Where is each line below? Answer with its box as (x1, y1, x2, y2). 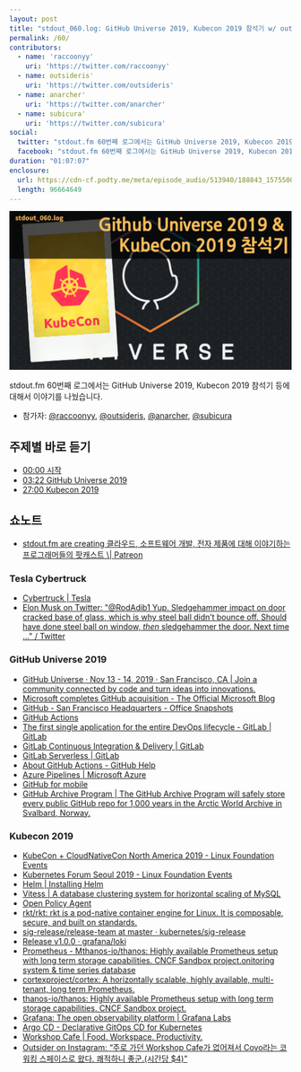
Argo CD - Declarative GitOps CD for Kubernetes (21, 1022, 202, 1032)
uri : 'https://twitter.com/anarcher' (25, 100, 167, 109)
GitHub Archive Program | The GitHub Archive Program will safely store (21, 788, 286, 799)
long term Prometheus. (50, 983, 135, 994)
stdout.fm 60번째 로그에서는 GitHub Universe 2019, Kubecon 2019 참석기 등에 (9, 380, 290, 391)
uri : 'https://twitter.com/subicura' (25, 119, 167, 127)
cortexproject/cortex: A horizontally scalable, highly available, (21, 974, 251, 985)
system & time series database (21, 964, 136, 975)
